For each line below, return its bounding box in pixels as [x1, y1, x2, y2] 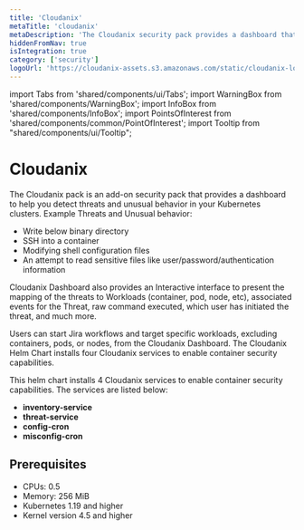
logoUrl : [9, 64, 43, 73]
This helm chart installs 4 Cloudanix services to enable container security [9, 374, 283, 385]
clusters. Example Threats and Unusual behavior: [9, 207, 193, 218]
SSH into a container [22, 235, 100, 246]
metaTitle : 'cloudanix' [9, 22, 100, 31]
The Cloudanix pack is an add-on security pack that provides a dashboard [9, 188, 287, 199]
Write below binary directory [22, 226, 129, 236]
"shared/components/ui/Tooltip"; [9, 127, 133, 138]
